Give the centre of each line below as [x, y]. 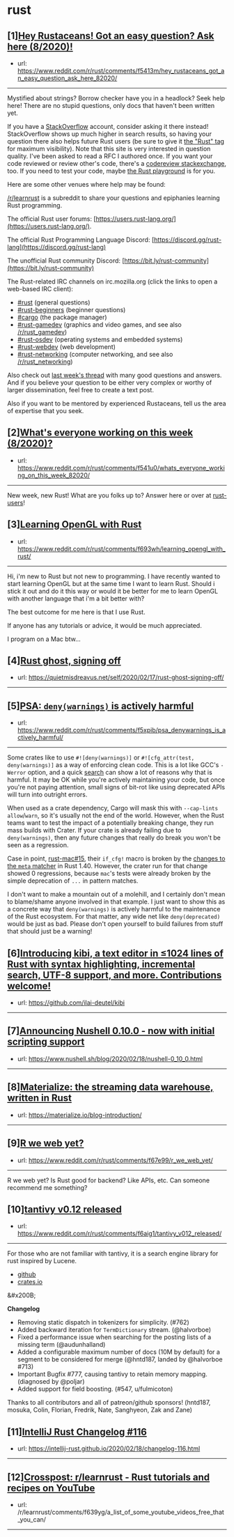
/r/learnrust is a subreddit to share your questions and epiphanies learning [114, 198]
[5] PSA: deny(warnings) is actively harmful [100, 706]
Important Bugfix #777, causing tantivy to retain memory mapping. [112, 1374]
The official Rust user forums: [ [52, 219]
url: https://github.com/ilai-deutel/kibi [71, 1003]
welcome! [29, 986]
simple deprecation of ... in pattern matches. [73, 881]
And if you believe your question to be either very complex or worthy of [110, 383]
